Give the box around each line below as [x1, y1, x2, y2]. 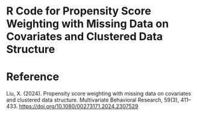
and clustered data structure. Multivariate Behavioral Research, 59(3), [6, 96, 180, 103]
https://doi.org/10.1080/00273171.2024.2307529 [19, 103, 139, 110]
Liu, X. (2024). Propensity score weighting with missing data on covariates [6, 90, 192, 97]
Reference [6, 70, 59, 84]
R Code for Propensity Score [6, 4, 152, 18]
